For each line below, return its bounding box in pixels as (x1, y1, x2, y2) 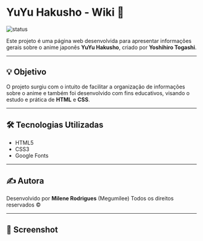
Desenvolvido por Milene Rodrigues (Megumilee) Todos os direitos (6, 195, 174, 202)
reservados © (6, 201, 41, 208)
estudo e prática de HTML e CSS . (6, 96, 91, 103)
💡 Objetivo (6, 67, 47, 78)
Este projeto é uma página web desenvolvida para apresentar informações (6, 37, 192, 44)
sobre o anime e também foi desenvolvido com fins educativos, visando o (6, 89, 190, 96)
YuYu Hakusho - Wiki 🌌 (6, 5, 124, 19)
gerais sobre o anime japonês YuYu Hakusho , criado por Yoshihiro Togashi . (6, 44, 197, 51)
